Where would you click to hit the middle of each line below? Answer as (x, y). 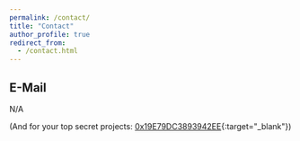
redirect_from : (38, 43)
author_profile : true (50, 34)
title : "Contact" (42, 26)
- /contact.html (48, 51)
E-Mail (28, 88)
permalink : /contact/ (50, 18)
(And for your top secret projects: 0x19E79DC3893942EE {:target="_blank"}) (150, 126)
